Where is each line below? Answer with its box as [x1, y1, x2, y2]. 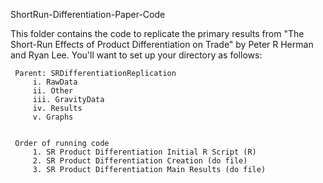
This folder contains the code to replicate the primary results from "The [10, 28, 305, 39]
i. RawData [32, 77, 78, 87]
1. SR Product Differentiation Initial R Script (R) [32, 147, 257, 157]
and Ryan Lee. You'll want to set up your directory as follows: [10, 49, 263, 61]
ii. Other [32, 86, 74, 96]
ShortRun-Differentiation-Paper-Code [10, 9, 166, 20]
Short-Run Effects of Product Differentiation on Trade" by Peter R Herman [10, 39, 314, 50]
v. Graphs [32, 112, 74, 122]
